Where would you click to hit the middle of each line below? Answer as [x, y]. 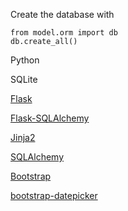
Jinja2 [23, 137]
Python [25, 60]
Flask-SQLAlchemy [50, 118]
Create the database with [62, 14]
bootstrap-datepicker [54, 195]
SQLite [24, 79]
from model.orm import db [64, 33]
